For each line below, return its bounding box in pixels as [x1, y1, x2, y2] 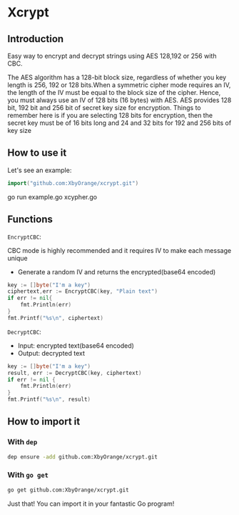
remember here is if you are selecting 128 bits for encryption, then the [7, 111, 213, 119]
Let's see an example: [7, 166, 72, 174]
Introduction [7, 33, 64, 45]
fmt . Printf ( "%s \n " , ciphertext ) [7, 314, 103, 321]
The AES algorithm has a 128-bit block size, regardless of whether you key [7, 73, 227, 81]
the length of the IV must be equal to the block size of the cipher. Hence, [7, 89, 221, 96]
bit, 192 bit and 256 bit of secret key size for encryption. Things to [7, 104, 201, 111]
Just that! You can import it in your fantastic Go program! [7, 499, 175, 508]
